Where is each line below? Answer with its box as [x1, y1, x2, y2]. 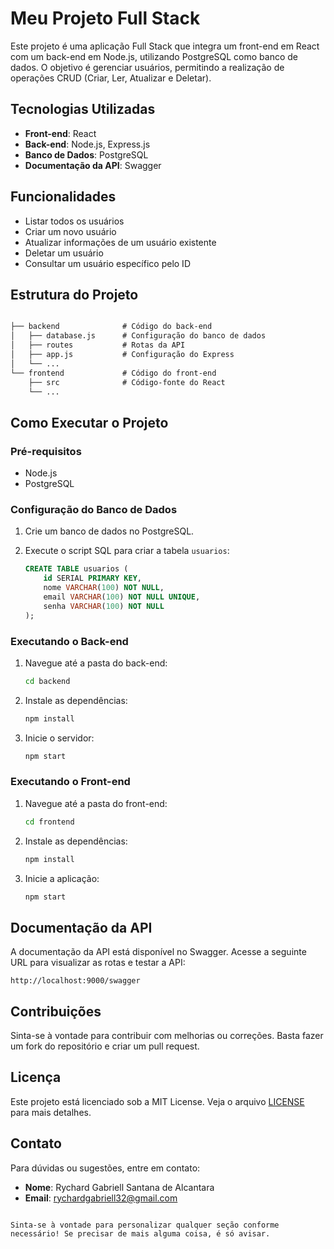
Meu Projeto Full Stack [10, 7, 201, 30]
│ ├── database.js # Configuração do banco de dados [10, 331, 267, 341]
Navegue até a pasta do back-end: [24, 657, 168, 669]
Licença [10, 1069, 62, 1086]
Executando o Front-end [10, 775, 131, 789]
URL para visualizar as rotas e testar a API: [10, 957, 186, 969]
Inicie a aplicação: [24, 872, 100, 884]
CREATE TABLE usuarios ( [24, 564, 129, 574]
